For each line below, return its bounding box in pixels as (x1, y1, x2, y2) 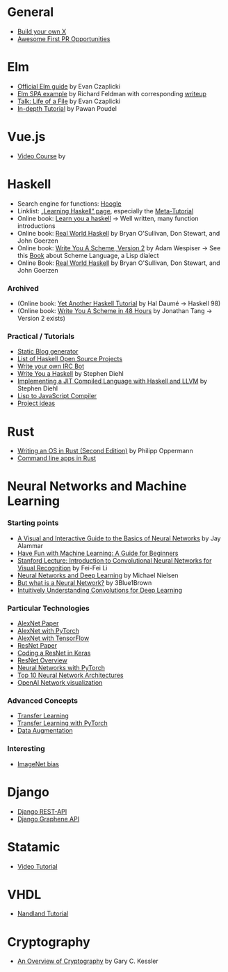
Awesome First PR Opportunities (17, 34, 111, 43)
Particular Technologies (7, 603, 90, 613)
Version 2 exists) (17, 314, 66, 323)
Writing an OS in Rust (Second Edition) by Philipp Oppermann (17, 447, 193, 455)
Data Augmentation (17, 727, 73, 735)
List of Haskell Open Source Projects (17, 355, 123, 363)
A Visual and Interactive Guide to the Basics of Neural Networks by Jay (17, 534, 221, 542)
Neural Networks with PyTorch (17, 664, 106, 672)
